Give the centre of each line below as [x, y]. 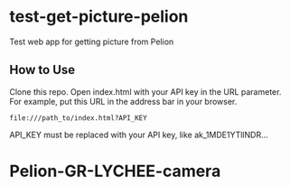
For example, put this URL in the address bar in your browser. [123, 101]
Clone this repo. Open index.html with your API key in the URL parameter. [145, 91]
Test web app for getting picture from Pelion [92, 42]
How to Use [42, 70]
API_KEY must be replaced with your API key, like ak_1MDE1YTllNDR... [139, 135]
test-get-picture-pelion [99, 17]
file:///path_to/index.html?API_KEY [78, 118]
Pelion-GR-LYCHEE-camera [115, 171]
